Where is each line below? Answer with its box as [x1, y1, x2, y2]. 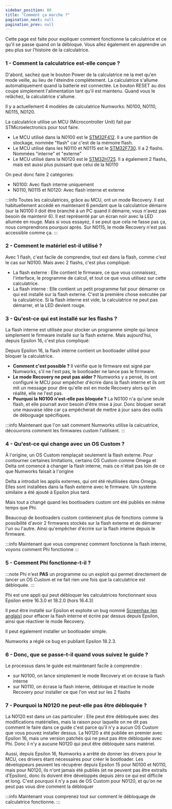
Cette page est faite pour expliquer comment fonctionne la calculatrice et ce [5, 36, 167, 42]
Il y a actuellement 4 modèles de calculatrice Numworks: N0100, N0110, [5, 103, 157, 109]
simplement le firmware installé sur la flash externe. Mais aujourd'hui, [5, 332, 152, 338]
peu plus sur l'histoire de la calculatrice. [5, 47, 90, 53]
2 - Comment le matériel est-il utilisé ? [5, 242, 103, 249]
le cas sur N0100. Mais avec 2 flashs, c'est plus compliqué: [5, 259, 131, 265]
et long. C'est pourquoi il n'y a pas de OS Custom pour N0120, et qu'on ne [5, 778, 162, 784]
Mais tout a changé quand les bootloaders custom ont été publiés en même [5, 499, 165, 505]
